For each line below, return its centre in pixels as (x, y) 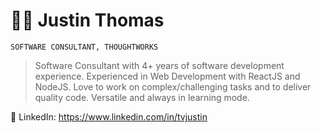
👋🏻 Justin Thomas (87, 20)
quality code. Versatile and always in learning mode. (142, 97)
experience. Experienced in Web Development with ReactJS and (167, 76)
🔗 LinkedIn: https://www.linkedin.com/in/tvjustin (109, 116)
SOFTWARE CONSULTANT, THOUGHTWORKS (84, 47)
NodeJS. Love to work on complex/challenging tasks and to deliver (173, 86)
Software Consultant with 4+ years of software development (159, 65)
